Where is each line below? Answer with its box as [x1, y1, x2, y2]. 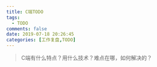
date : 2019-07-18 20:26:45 [6, 31, 74, 37]
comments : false [6, 25, 47, 32]
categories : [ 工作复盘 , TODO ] [6, 37, 76, 43]
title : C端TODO [6, 8, 43, 15]
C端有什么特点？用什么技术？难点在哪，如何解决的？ [21, 54, 153, 61]
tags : [6, 14, 20, 21]
